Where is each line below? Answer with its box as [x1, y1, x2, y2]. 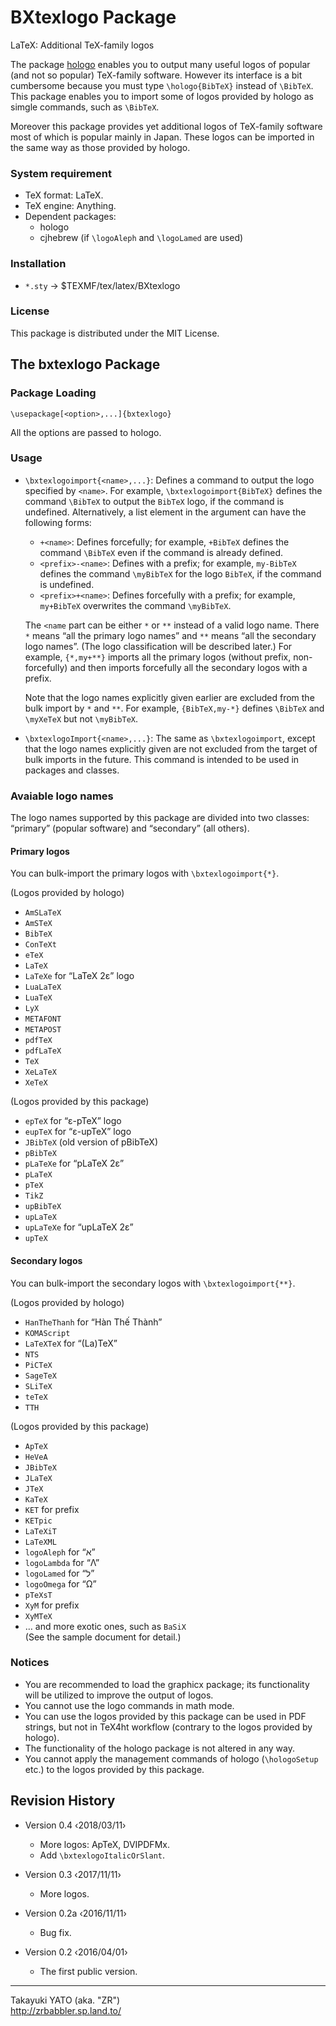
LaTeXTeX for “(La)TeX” [24, 1337, 118, 1349]
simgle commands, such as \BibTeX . [10, 101, 160, 113]
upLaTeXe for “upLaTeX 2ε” [24, 1221, 134, 1233]
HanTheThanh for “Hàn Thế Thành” [24, 1316, 163, 1328]
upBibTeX [24, 1202, 62, 1212]
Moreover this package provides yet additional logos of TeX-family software [10, 120, 323, 132]
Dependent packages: [24, 211, 117, 223]
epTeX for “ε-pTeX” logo [24, 1115, 122, 1127]
